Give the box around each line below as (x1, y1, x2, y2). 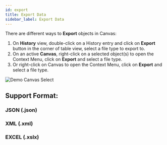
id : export (5, 7, 28, 13)
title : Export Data (5, 12, 46, 17)
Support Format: (5, 91, 59, 100)
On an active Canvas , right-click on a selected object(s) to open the (12, 51, 154, 57)
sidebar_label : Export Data (5, 17, 65, 22)
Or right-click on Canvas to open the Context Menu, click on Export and (12, 61, 162, 68)
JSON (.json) (5, 106, 37, 113)
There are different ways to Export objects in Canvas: (5, 31, 117, 37)
